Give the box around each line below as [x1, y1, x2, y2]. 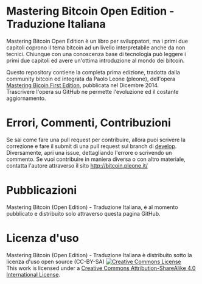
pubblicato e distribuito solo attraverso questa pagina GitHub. [6, 210, 161, 217]
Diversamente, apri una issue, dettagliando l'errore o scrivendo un [6, 149, 172, 156]
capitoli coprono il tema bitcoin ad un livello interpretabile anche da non [6, 44, 186, 51]
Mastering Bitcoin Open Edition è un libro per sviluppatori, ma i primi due [6, 37, 189, 44]
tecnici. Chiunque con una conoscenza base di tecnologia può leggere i [6, 50, 186, 57]
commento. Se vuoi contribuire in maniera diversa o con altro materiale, [6, 155, 186, 163]
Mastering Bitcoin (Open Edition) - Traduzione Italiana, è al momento [6, 203, 178, 211]
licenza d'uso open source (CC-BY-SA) [6, 258, 105, 265]
